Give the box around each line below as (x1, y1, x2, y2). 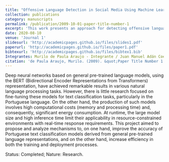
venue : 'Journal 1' (5, 36, 46, 41)
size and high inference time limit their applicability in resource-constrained (5, 115, 162, 121)
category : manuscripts (5, 17, 53, 22)
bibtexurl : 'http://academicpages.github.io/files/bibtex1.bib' (5, 49, 143, 54)
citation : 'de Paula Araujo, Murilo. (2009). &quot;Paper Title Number (5, 59, 158, 64)
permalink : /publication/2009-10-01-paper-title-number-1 (5, 21, 129, 27)
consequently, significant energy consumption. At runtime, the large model (5, 110, 160, 116)
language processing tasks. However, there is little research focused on (5, 88, 154, 94)
